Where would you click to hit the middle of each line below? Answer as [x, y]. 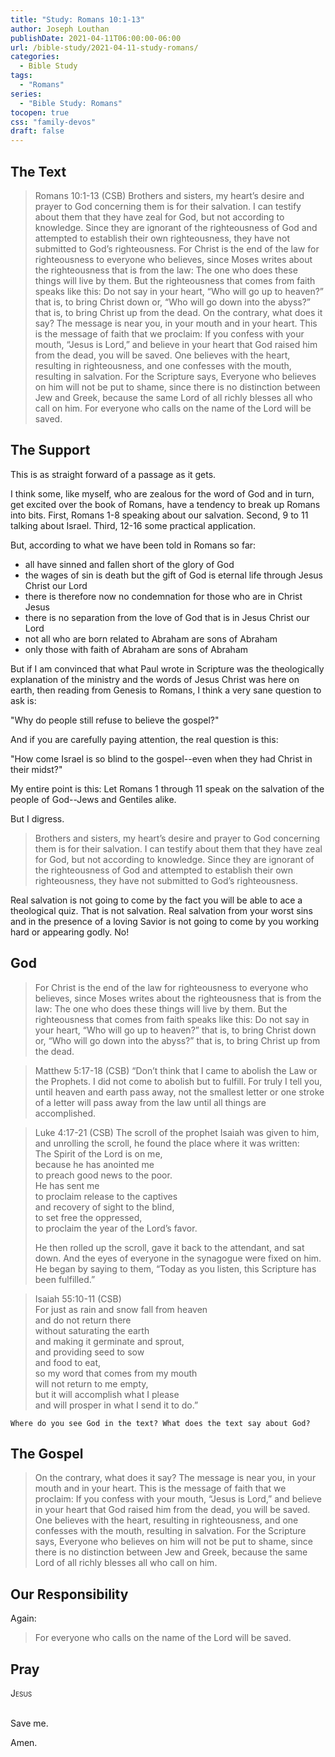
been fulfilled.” [65, 1279]
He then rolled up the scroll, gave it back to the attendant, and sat [169, 1247]
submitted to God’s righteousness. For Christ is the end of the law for [177, 248]
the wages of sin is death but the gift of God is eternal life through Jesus [173, 575]
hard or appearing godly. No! [70, 932]
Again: [23, 1618]
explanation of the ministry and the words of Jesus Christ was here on [155, 679]
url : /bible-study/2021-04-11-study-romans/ [104, 47]
